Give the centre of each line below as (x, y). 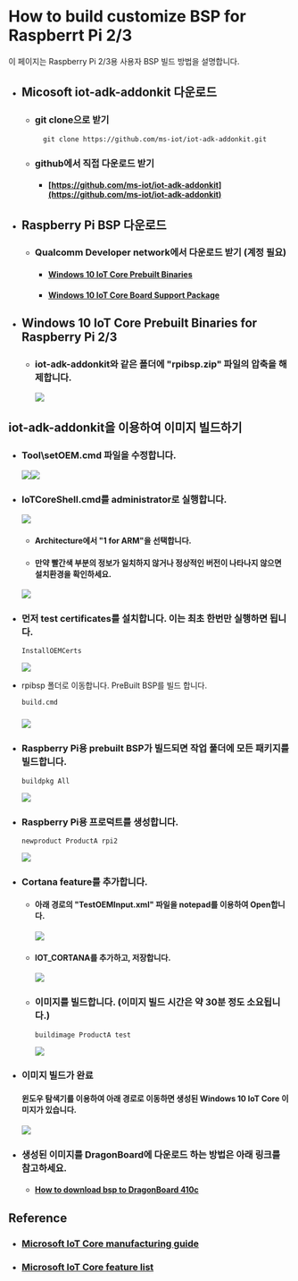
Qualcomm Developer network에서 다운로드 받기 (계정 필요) (161, 252)
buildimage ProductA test (83, 1035)
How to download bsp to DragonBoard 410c (117, 1190)
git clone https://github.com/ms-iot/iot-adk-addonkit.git (154, 139)
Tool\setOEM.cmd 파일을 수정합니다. (99, 455)
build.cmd (40, 703)
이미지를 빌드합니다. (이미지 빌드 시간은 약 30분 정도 (140, 1002)
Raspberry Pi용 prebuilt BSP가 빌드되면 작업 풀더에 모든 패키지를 (155, 749)
